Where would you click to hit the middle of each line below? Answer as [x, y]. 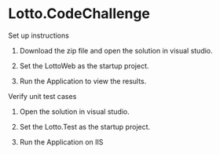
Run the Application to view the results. [83, 81]
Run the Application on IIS [61, 141]
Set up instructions [38, 35]
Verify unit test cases [42, 96]
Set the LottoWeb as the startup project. [84, 66]
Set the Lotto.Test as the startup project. [85, 126]
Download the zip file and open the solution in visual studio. [116, 50]
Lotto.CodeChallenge [79, 14]
